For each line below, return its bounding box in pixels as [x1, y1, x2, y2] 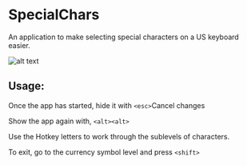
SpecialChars [8, 6, 100, 24]
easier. [8, 40, 30, 50]
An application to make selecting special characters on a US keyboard [8, 32, 240, 42]
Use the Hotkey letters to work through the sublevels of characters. [8, 131, 230, 141]
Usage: [8, 79, 46, 93]
